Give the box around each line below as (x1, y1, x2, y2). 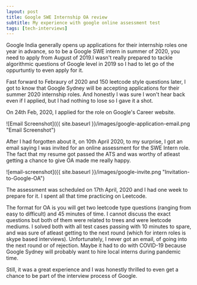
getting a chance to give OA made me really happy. (6, 157, 131, 164)
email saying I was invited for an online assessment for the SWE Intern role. (6, 144, 190, 151)
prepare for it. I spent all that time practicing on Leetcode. (6, 192, 147, 199)
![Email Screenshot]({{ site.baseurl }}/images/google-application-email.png (6, 120, 190, 128)
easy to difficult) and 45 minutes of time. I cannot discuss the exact (6, 210, 171, 217)
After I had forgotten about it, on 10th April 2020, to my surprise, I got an (6, 138, 183, 145)
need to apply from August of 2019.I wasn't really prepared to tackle (6, 54, 173, 61)
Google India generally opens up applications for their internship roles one (6, 42, 188, 49)
